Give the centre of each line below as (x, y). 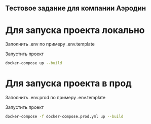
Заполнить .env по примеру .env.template (50, 44)
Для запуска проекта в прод (68, 84)
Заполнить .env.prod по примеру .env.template (55, 98)
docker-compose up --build (34, 63)
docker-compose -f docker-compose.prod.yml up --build (64, 117)
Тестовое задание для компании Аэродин (75, 8)
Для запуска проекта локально (75, 30)
